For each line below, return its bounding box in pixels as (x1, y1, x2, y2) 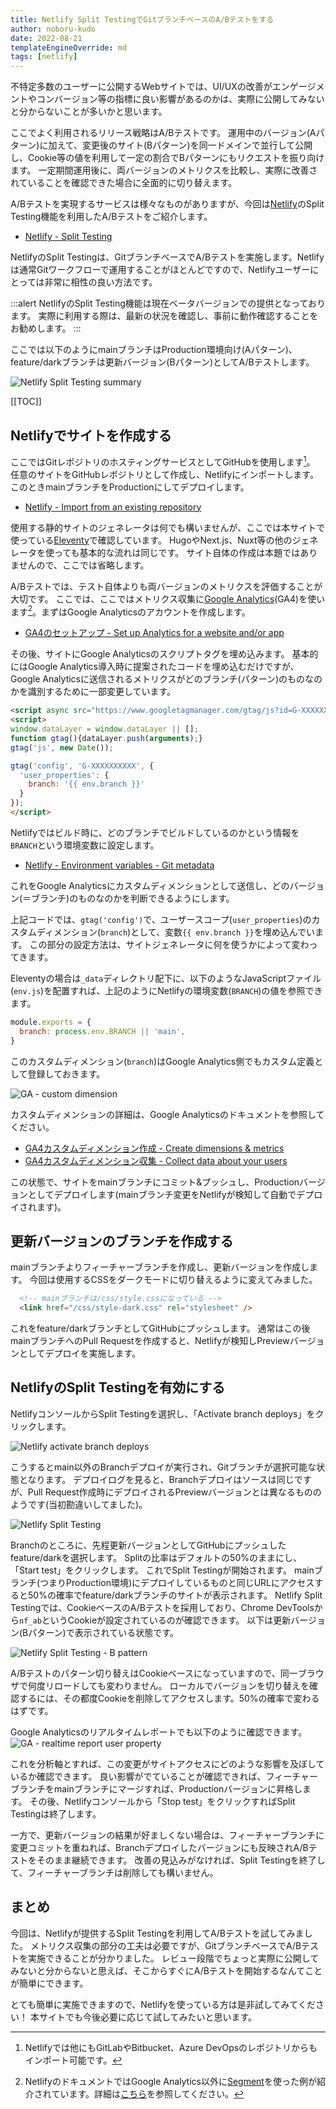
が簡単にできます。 (10, 1977, 89, 1989)
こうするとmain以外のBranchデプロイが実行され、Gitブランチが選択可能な (10, 1461, 317, 1473)
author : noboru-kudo (10, 24, 97, 34)
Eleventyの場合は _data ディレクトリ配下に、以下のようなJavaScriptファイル (10, 972, 322, 984)
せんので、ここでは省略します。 (18, 559, 150, 571)
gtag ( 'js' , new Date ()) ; (10, 742, 114, 753)
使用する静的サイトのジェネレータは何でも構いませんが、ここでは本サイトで (10, 521, 326, 533)
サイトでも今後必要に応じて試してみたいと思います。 (38, 2011, 258, 2023)
